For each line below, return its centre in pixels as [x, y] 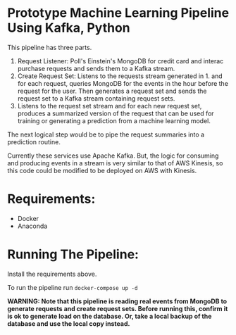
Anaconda [32, 226]
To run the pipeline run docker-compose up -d [73, 287]
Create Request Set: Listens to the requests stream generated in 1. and [120, 76]
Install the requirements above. [52, 274]
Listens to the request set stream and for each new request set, [110, 106]
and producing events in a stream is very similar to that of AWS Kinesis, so [115, 163]
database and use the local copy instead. [69, 323]
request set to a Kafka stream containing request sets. [96, 98]
